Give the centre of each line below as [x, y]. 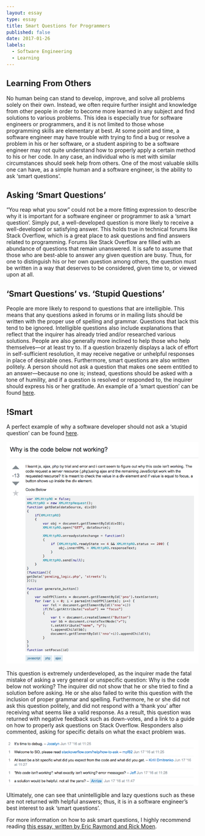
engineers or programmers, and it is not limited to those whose [85, 124]
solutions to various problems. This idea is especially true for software [95, 117]
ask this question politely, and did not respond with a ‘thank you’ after [94, 706]
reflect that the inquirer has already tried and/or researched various [91, 334]
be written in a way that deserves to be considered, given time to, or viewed [102, 268]
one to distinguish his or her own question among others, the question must [101, 262]
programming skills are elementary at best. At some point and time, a [93, 131]
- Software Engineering [42, 52]
